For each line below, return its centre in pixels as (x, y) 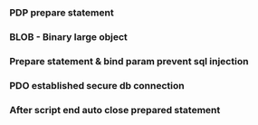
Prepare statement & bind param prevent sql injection (129, 61)
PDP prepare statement (62, 13)
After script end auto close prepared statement (115, 110)
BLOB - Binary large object (69, 36)
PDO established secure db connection (97, 85)
